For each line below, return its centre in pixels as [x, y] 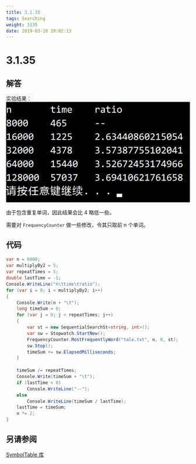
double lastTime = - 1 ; [34, 278]
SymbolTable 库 [25, 454]
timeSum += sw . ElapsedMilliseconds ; [71, 352]
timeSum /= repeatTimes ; [47, 370]
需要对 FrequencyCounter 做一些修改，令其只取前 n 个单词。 [77, 224]
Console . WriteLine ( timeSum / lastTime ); [77, 401]
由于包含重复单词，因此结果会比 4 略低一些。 [60, 212]
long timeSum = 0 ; [39, 309]
